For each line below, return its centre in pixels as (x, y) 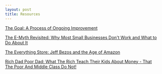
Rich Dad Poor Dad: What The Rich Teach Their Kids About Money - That (79, 61)
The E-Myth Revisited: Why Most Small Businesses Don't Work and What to (81, 37)
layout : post (18, 9)
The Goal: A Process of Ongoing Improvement (51, 28)
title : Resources (23, 14)
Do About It (17, 42)
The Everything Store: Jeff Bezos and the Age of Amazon (63, 52)
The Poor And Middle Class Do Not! (41, 67)
